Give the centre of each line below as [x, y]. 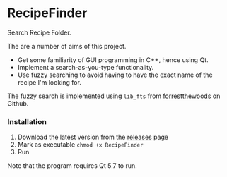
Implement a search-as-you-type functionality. [86, 67]
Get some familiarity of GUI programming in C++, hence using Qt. [113, 60]
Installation [27, 121]
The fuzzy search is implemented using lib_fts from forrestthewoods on [114, 96]
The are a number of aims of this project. [67, 46]
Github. [18, 103]
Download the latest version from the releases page [93, 137]
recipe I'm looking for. [49, 82]
